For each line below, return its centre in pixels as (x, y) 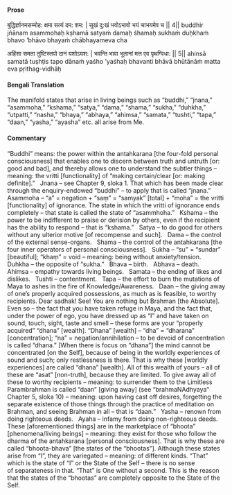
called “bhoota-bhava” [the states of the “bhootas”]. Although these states (114, 448)
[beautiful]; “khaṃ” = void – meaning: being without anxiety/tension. (104, 257)
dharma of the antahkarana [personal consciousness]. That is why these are (116, 441)
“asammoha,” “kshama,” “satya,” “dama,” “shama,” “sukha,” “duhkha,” (107, 107)
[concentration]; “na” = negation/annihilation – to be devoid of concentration (116, 338)
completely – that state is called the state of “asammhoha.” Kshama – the (113, 212)
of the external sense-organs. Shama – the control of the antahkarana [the (115, 242)
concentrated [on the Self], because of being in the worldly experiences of (114, 352)
